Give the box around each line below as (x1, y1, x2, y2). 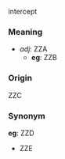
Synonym (8, 110, 45, 121)
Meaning (8, 26, 43, 37)
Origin (8, 73, 33, 84)
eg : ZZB (31, 53, 57, 62)
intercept (8, 7, 38, 16)
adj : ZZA (19, 44, 48, 54)
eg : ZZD (8, 128, 34, 138)
